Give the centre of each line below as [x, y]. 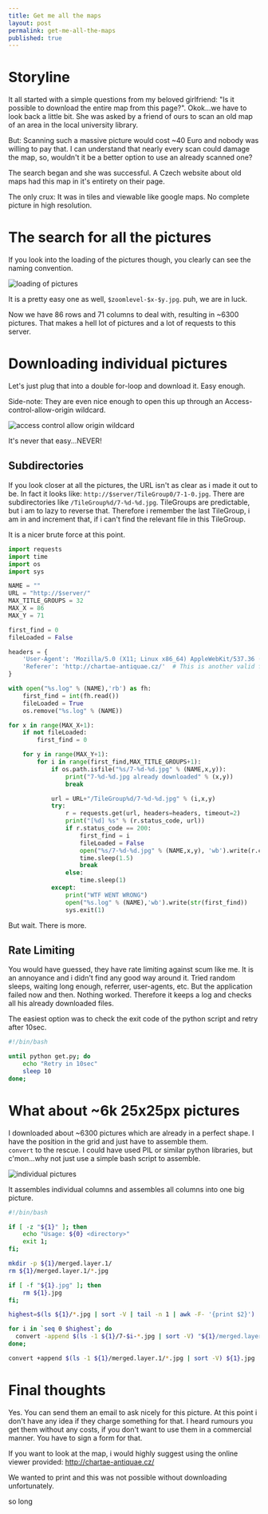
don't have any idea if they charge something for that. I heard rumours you [131, 1421]
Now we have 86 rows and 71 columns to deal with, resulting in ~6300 [124, 315]
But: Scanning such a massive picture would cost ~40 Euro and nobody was [134, 141]
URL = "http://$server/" [49, 593]
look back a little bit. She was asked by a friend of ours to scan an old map [131, 117]
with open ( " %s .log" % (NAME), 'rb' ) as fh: [80, 688]
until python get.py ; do [49, 1056]
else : [74, 873]
